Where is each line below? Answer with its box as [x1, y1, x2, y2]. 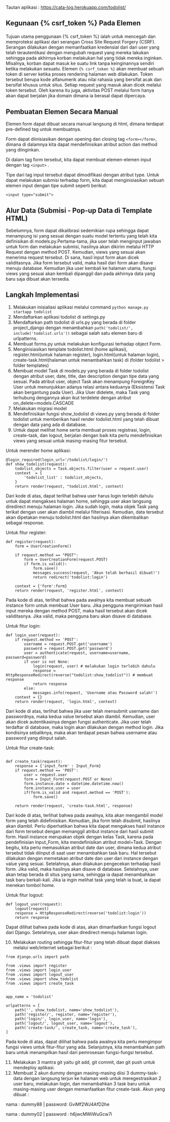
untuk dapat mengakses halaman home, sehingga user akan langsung [6, 498, 152, 504]
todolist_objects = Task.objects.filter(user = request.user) [15, 466, 149, 471]
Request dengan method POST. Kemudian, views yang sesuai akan [6, 249, 146, 255]
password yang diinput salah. [6, 734, 67, 741]
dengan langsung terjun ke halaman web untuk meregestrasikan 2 [23, 1075, 161, 1081]
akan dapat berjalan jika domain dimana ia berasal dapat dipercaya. [6, 93, 146, 99]
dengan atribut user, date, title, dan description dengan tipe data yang [13, 373, 159, 379]
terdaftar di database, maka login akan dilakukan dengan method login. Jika [6, 724, 164, 730]
